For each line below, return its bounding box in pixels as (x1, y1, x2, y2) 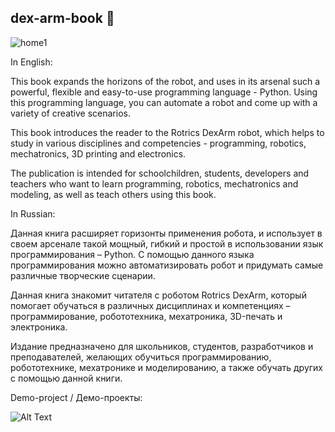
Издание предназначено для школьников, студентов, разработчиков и (10, 340, 314, 352)
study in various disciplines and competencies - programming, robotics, (10, 137, 307, 149)
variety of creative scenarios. (10, 107, 131, 119)
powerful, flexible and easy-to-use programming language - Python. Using (10, 86, 318, 98)
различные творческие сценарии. (10, 269, 156, 281)
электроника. (10, 321, 68, 333)
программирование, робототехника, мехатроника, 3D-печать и (10, 310, 283, 322)
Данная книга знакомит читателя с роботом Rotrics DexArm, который (10, 289, 307, 301)
